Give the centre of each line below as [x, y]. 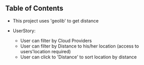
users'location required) [45, 51]
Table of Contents [34, 8]
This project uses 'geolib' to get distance [55, 20]
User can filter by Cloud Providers [56, 40]
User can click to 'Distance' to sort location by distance [78, 57]
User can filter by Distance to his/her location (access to [80, 46]
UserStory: [24, 31]
